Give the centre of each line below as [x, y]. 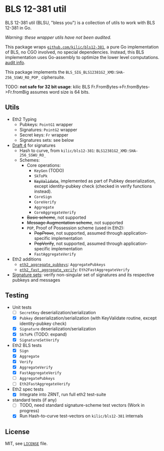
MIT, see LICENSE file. [26, 444]
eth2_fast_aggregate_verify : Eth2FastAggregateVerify [74, 269]
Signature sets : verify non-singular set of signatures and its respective [83, 275]
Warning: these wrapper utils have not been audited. [58, 37]
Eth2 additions [27, 259]
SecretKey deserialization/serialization [58, 312]
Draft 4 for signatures [34, 145]
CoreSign [43, 197]
